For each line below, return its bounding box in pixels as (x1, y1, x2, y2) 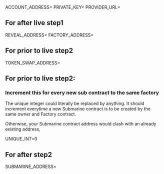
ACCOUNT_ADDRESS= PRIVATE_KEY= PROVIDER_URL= (5, 4, 121, 10)
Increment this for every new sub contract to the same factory (5, 89, 159, 96)
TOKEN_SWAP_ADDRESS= (5, 59, 60, 65)
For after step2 (5, 150, 52, 159)
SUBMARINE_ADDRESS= (5, 163, 56, 169)
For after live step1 (5, 18, 63, 27)
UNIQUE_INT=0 (5, 136, 37, 142)
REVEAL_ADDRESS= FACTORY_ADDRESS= (5, 32, 94, 38)
